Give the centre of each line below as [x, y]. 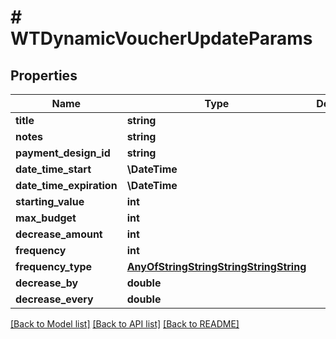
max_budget [46, 218]
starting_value [50, 201]
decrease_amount [59, 234]
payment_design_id [63, 153]
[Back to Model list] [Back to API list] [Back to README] [125, 324]
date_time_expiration [66, 185]
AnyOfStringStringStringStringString [216, 266]
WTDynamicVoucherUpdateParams [161, 38]
